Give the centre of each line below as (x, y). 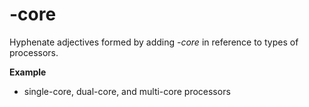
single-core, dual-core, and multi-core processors (127, 91)
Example (28, 72)
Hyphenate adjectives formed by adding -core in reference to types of (154, 42)
